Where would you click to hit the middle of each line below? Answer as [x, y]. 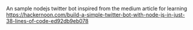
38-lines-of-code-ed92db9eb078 [48, 21]
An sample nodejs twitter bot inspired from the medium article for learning [97, 9]
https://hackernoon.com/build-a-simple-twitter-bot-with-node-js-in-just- [96, 15]
